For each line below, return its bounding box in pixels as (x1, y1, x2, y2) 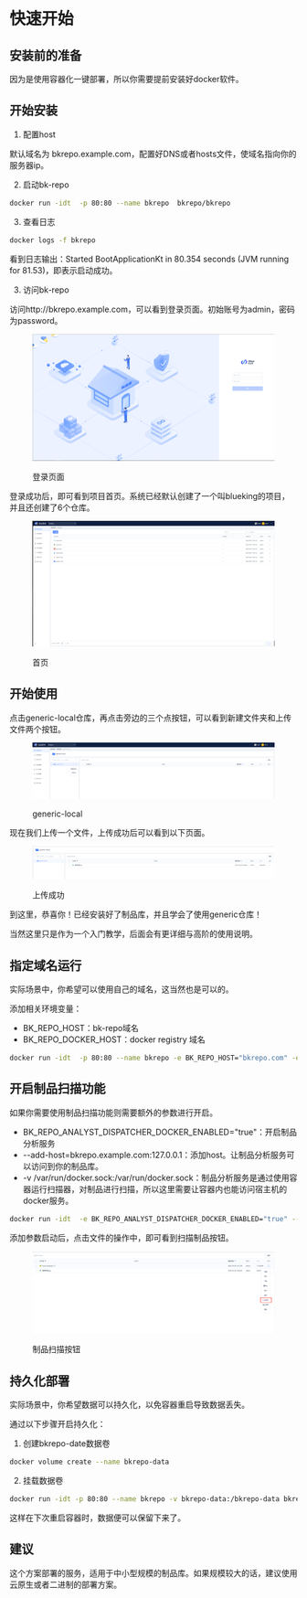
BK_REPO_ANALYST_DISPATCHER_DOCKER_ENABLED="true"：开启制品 (22, 1126, 298, 1137)
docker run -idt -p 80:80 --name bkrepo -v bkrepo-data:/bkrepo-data (9, 1494, 281, 1504)
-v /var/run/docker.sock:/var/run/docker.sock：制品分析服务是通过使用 (22, 1172, 290, 1183)
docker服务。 (22, 1195, 74, 1206)
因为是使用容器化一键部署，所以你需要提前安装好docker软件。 (9, 74, 244, 84)
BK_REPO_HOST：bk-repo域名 (22, 1023, 139, 1034)
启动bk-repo (22, 179, 70, 190)
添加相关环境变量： (9, 1003, 82, 1015)
